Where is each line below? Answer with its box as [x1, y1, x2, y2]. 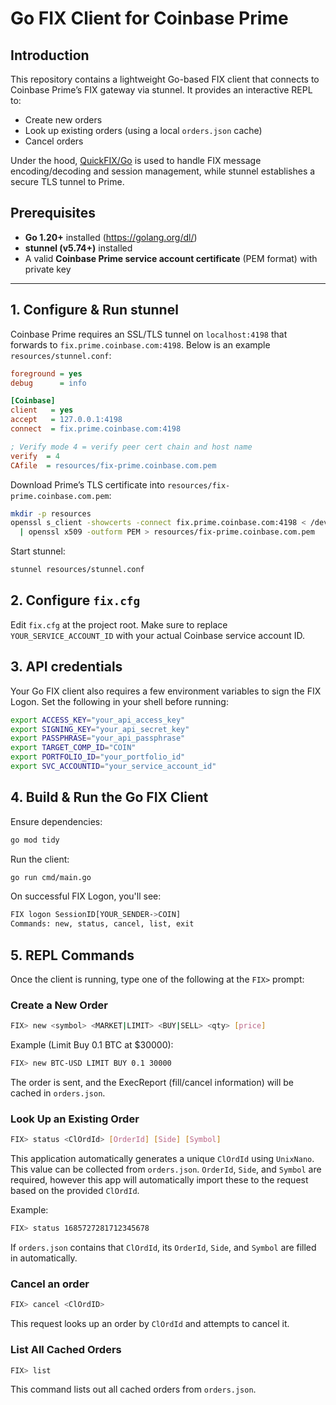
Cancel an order [10, 1277, 90, 1291]
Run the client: [10, 853, 70, 865]
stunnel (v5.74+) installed [24, 242, 133, 254]
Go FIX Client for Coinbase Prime [10, 7, 289, 30]
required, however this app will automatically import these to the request [10, 1174, 309, 1186]
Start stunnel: [10, 545, 66, 557]
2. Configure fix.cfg [10, 592, 141, 609]
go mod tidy [10, 835, 60, 845]
